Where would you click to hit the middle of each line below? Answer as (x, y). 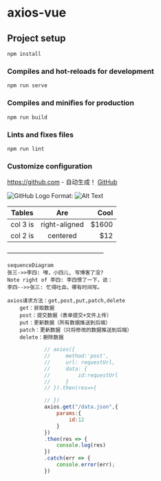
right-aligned (62, 224)
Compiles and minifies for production (71, 103)
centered (62, 236)
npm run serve (28, 86)
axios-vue (37, 13)
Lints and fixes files (41, 135)
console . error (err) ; (86, 465)
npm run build (28, 117)
